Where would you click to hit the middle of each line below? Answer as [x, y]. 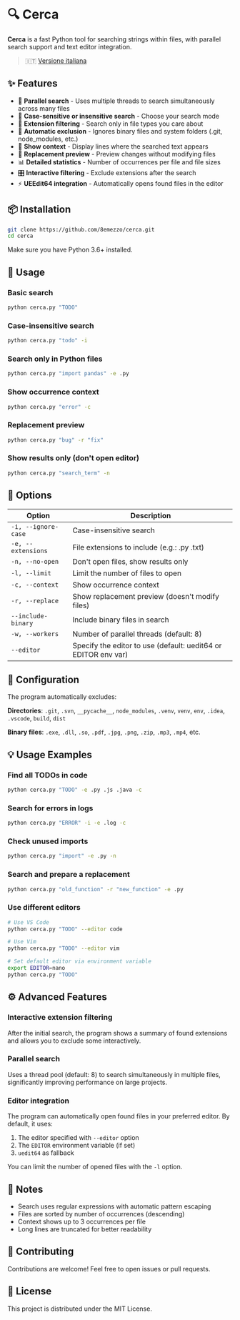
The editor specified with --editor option [78, 1138]
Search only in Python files [55, 359]
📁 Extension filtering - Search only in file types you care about [110, 124]
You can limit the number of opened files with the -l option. [95, 1167]
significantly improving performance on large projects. [87, 1082]
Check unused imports [48, 841]
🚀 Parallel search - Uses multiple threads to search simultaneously [116, 101]
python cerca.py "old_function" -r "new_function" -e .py [95, 889]
